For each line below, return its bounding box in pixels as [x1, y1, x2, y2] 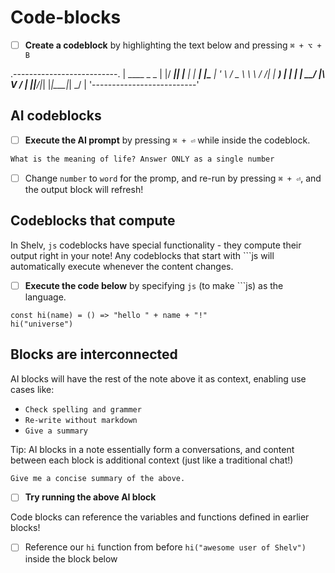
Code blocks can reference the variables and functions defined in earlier [10, 511, 310, 523]
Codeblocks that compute [10, 212, 176, 230]
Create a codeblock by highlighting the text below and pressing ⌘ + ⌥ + [24, 39, 322, 51]
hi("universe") [10, 319, 74, 329]
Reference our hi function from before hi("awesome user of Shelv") [24, 541, 307, 553]
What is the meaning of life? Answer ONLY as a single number [10, 154, 275, 164]
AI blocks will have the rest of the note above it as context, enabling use [10, 372, 307, 385]
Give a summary [24, 426, 89, 436]
